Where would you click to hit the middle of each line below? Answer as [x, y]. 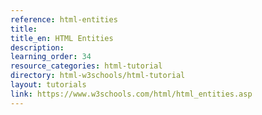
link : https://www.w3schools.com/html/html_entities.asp [131, 94]
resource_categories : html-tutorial [86, 66]
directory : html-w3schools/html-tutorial [98, 76]
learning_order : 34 [51, 57]
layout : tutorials [48, 85]
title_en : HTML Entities [62, 38]
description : [37, 47]
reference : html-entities [64, 19]
